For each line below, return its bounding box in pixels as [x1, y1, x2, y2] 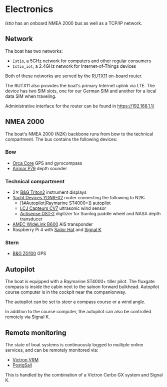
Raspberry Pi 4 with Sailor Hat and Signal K [12, 227, 101, 233]
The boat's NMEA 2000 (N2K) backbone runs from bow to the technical [5, 131, 153, 137]
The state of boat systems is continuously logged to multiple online [5, 342, 143, 348]
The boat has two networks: [5, 48, 63, 54]
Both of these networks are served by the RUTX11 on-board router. [5, 73, 142, 79]
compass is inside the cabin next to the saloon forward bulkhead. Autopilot [5, 284, 159, 290]
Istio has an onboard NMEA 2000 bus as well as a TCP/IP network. [5, 20, 142, 26]
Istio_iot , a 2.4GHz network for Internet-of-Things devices [12, 63, 136, 69]
